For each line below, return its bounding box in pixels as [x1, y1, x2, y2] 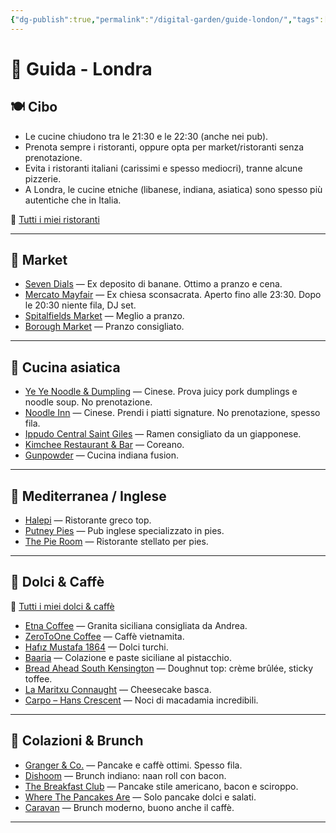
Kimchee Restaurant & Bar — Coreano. [24, 439, 185, 451]
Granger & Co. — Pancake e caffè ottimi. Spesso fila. [24, 759, 243, 771]
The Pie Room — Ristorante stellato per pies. [24, 536, 209, 548]
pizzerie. [24, 172, 62, 185]
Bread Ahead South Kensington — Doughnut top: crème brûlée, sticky [24, 662, 314, 674]
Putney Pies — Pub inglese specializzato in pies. [24, 525, 225, 537]
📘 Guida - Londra [10, 57, 153, 80]
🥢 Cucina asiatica [10, 359, 121, 376]
